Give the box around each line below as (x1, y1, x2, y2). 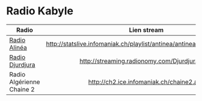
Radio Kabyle (6, 4, 74, 18)
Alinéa (9, 43, 27, 51)
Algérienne (9, 78, 40, 86)
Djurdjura (9, 60, 35, 69)
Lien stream (129, 26, 164, 34)
